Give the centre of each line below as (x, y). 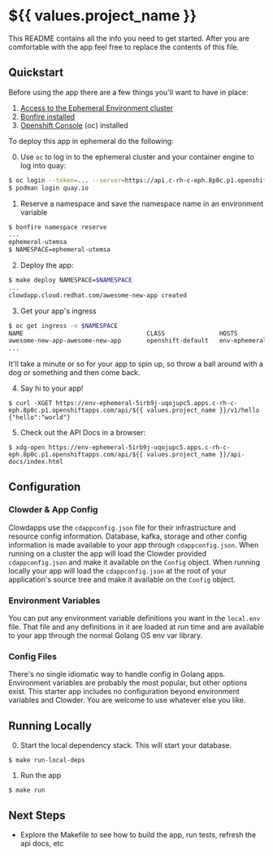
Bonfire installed (48, 116)
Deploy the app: (47, 265)
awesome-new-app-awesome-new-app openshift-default (108, 341)
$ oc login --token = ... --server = (67, 180)
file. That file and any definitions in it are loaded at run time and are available (136, 627)
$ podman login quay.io (49, 188)
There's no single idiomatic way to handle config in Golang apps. (117, 675)
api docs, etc (42, 844)
